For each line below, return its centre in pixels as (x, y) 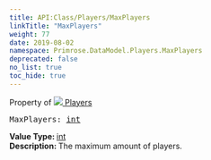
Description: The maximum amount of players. (96, 146)
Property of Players (51, 102)
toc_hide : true (38, 76)
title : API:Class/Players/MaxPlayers (80, 17)
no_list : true (36, 68)
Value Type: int (38, 136)
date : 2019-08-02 (42, 42)
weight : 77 (30, 34)
